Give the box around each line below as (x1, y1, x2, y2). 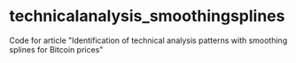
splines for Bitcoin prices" (9, 44, 104, 54)
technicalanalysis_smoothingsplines (9, 6, 285, 26)
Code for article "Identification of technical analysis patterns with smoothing (9, 35, 288, 45)
